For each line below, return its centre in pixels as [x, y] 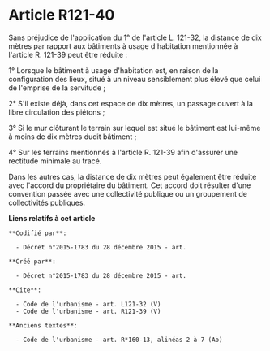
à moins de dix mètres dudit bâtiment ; [73, 136]
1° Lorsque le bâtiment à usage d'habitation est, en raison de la [114, 70]
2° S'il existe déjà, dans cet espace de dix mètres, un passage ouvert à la [131, 103]
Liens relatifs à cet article [52, 218]
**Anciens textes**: [43, 325]
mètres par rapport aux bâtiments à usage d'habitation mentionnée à [123, 45]
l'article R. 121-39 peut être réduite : [68, 54]
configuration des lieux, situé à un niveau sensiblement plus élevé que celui [135, 79]
